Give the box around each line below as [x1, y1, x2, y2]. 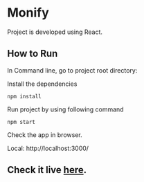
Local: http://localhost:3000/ [7, 144, 89, 152]
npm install [7, 93, 42, 100]
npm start [7, 118, 36, 125]
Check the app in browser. [7, 130, 82, 139]
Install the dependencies [7, 80, 78, 88]
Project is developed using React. [7, 28, 102, 36]
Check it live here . [7, 164, 87, 176]
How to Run [7, 48, 58, 60]
